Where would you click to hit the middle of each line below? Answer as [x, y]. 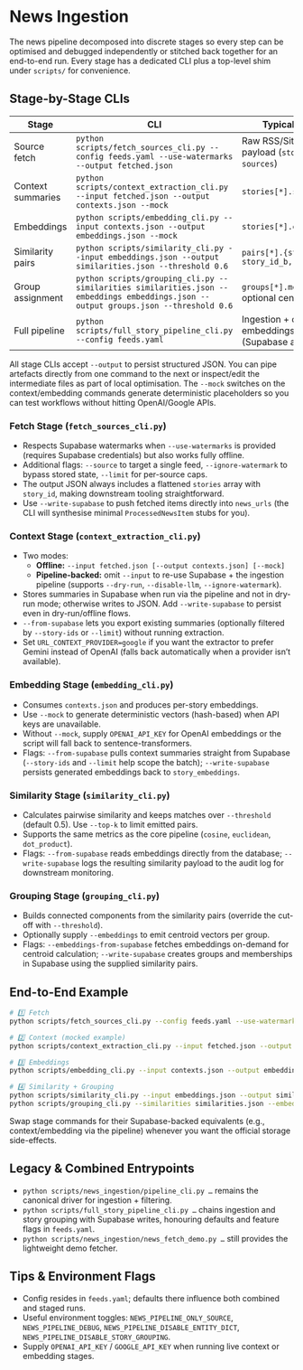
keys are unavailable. [61, 724]
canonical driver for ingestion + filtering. [97, 1200]
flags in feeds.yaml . [59, 1229]
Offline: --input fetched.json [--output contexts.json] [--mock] [161, 566]
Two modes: [46, 556]
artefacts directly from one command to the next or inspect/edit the [134, 373]
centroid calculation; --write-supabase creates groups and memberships [157, 954]
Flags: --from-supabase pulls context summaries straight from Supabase [156, 753]
